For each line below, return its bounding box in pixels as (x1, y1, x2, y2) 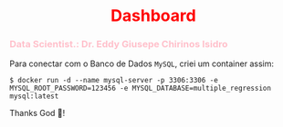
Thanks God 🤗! (9, 108, 66, 119)
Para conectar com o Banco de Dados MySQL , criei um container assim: (9, 58, 274, 69)
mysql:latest (9, 92, 59, 101)
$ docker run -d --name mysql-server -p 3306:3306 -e (9, 76, 219, 85)
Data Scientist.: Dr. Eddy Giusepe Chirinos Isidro (9, 38, 228, 51)
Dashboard (110, 5, 196, 26)
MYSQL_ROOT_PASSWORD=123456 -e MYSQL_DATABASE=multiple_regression (9, 83, 272, 93)
